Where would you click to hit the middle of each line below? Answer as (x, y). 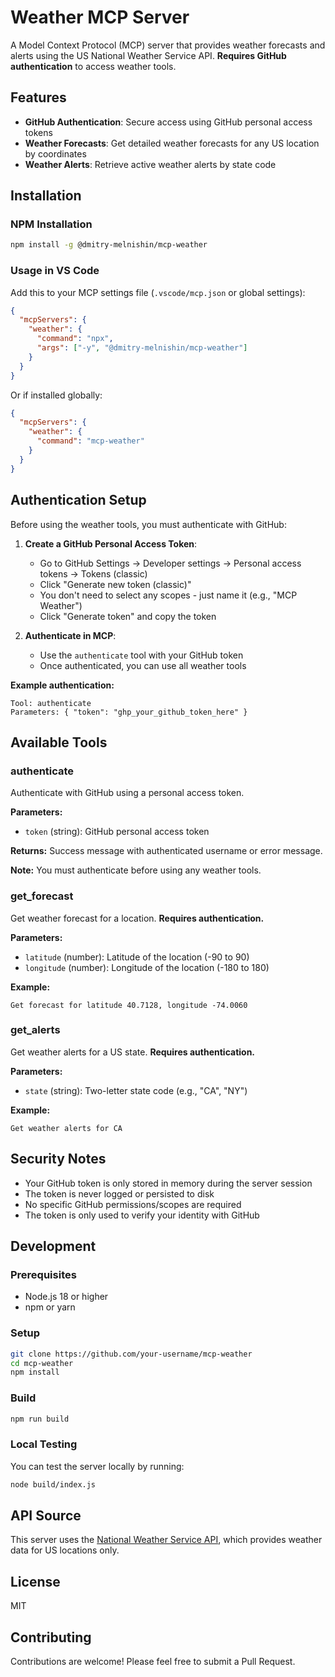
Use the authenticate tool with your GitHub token (141, 655)
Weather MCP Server (100, 17)
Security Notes (58, 1159)
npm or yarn (50, 1307)
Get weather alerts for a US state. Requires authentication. (133, 1052)
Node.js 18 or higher (66, 1297)
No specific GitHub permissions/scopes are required (133, 1204)
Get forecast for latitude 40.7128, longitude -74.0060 (129, 1005)
